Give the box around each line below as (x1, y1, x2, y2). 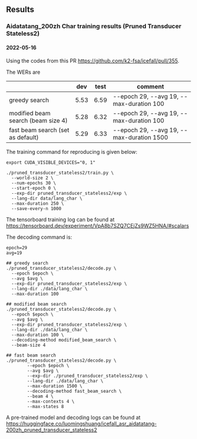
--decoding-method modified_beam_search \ (11, 337, 117, 343)
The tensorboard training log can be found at (6, 216, 115, 223)
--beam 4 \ (27, 393, 54, 399)
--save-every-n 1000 (11, 205, 62, 211)
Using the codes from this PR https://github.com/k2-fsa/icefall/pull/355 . (6, 57, 180, 64)
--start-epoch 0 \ (11, 185, 57, 191)
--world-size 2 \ (11, 175, 54, 181)
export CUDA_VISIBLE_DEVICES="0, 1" (6, 159, 96, 166)
